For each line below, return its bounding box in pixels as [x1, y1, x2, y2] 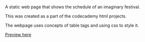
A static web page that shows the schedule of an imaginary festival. [5, 4, 141, 10]
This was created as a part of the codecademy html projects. [5, 13, 127, 19]
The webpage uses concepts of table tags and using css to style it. [5, 22, 139, 28]
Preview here [5, 32, 32, 37]
